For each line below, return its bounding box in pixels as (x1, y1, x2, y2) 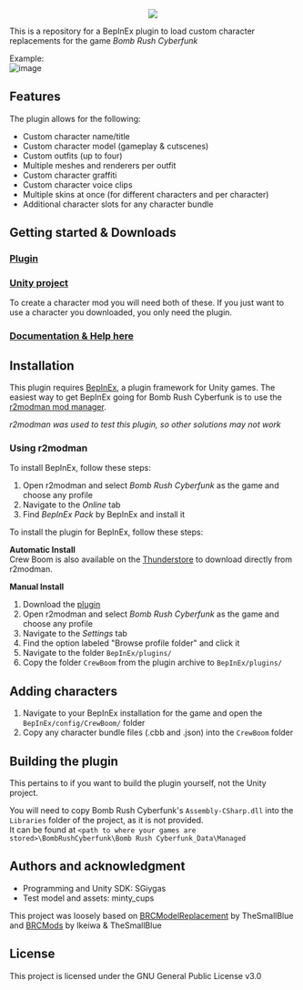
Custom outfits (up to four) (22, 150, 123, 161)
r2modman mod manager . (9, 402, 106, 413)
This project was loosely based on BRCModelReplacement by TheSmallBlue (9, 910, 294, 921)
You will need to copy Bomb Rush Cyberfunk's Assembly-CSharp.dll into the (9, 805, 294, 816)
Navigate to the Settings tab (22, 628, 127, 639)
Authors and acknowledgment (9, 859, 186, 874)
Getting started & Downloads (9, 225, 177, 240)
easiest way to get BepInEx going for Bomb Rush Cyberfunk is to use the (9, 392, 282, 403)
